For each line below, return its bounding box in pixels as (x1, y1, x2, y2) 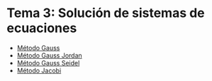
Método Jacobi (16, 66, 62, 75)
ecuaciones (6, 20, 77, 36)
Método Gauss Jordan (16, 51, 82, 60)
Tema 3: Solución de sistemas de (6, 5, 205, 21)
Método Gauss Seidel (16, 58, 80, 67)
